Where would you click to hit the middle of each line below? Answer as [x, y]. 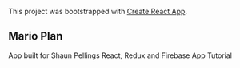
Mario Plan [36, 36]
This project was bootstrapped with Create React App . [98, 11]
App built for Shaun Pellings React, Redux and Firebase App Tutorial [120, 55]
